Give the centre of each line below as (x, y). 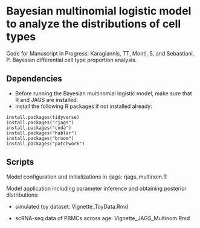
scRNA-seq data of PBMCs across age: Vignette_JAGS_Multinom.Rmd (102, 218)
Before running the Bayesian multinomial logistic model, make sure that (103, 93)
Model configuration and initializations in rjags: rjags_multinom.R (87, 177)
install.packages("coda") (39, 128)
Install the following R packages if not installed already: (83, 106)
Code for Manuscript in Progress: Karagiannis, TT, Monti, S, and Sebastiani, (100, 53)
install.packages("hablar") (42, 133)
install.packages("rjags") (40, 122)
